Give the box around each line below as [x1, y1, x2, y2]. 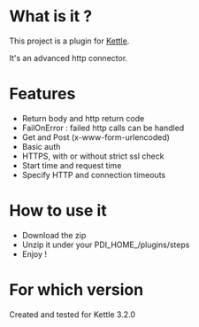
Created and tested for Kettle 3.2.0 [9, 308, 135, 320]
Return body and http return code [21, 113, 145, 123]
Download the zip [21, 230, 87, 240]
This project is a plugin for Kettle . [9, 35, 130, 46]
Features [9, 84, 76, 104]
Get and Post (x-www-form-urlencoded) [21, 131, 171, 143]
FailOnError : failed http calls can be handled [21, 122, 185, 133]
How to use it [9, 201, 108, 221]
